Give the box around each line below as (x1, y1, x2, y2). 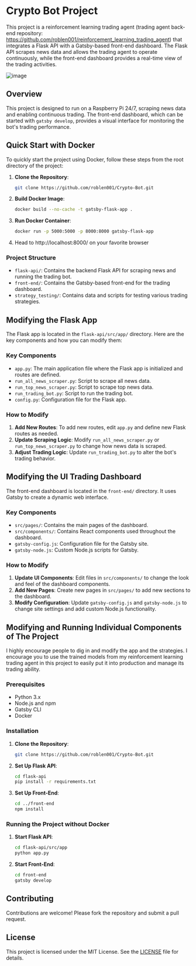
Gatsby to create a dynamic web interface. (6, 494, 109, 501)
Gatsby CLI (14, 706, 42, 713)
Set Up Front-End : (14, 789, 60, 797)
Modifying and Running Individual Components (6, 622, 182, 632)
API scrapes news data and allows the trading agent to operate (6, 48, 158, 55)
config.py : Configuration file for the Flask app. (14, 396, 127, 403)
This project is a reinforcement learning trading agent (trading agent (6, 23, 170, 30)
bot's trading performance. (6, 123, 71, 130)
